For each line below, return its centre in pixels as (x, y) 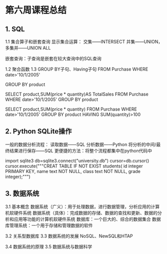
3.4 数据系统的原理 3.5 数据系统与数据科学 (49, 246)
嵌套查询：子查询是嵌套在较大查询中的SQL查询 (53, 58)
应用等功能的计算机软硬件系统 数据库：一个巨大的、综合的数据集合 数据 (87, 219)
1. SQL (15, 29)
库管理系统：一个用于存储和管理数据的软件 (49, 225)
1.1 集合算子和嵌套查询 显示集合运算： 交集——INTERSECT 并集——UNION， (84, 41)
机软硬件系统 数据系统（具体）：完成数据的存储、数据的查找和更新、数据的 (81, 212)
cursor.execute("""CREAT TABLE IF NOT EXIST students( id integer (74, 166)
